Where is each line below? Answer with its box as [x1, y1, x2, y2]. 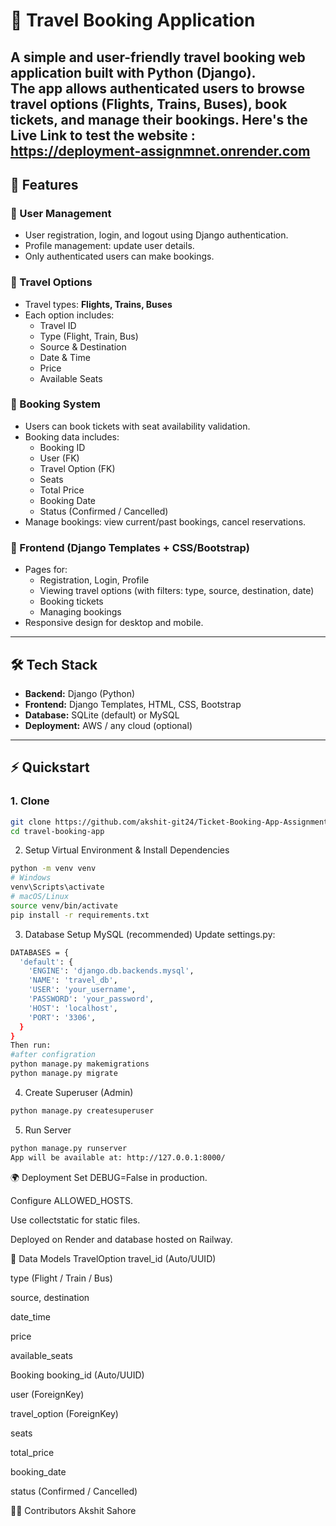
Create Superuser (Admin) [24, 1086, 134, 1098]
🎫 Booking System [10, 397, 102, 411]
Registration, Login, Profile [39, 574, 150, 586]
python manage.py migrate [10, 1069, 118, 1079]
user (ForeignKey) [10, 1388, 85, 1400]
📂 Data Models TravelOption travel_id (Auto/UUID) [10, 1252, 217, 1264]
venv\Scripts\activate [10, 882, 105, 893]
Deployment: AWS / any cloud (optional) [24, 719, 193, 731]
